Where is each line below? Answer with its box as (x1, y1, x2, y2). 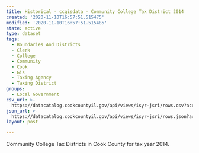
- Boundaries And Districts (11, 42, 81, 48)
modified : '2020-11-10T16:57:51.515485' (6, 20, 108, 26)
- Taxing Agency (11, 75, 52, 81)
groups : (6, 86, 25, 92)
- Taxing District (11, 81, 57, 87)
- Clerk (11, 47, 31, 53)
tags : (6, 36, 20, 42)
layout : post (6, 119, 38, 125)
